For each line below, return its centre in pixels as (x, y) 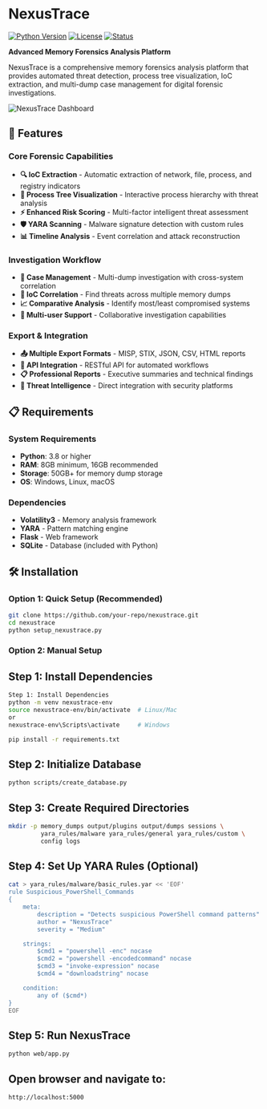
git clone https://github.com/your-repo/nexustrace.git (103, 615)
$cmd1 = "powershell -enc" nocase (95, 951)
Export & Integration (48, 335)
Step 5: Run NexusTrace (69, 1035)
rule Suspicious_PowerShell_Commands (71, 892)
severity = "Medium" (71, 929)
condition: (41, 988)
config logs (61, 841)
